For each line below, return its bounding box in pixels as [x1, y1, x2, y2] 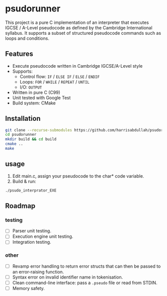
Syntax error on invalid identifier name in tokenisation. [12, 274, 123, 280]
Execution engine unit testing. [12, 233, 74, 239]
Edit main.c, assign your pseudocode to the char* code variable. [12, 173, 144, 179]
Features [5, 50, 33, 58]
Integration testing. [12, 239, 51, 245]
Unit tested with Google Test [12, 95, 71, 100]
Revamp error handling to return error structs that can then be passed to [12, 263, 161, 269]
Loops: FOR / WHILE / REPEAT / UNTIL [19, 79, 90, 85]
